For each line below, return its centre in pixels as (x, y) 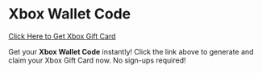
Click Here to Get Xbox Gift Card (62, 36)
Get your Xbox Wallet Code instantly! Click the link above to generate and (131, 51)
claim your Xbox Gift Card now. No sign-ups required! (97, 60)
